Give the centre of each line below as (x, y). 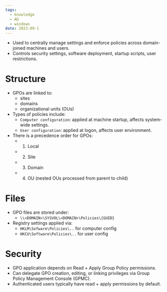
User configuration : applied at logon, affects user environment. (86, 130)
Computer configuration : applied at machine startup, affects (82, 120)
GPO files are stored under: (41, 212)
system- (154, 120)
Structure (26, 79)
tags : (11, 10)
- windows (20, 24)
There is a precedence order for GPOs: (53, 135)
